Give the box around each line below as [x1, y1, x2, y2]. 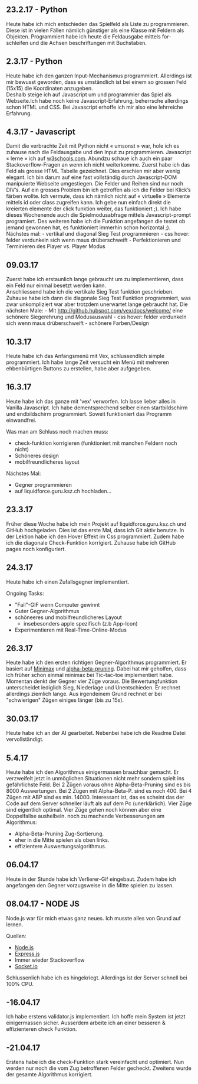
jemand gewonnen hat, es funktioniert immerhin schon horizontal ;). [6, 224, 171, 231]
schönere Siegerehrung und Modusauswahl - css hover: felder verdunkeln [6, 313, 187, 321]
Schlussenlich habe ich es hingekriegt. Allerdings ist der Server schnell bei [6, 974, 187, 981]
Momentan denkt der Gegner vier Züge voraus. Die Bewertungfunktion [6, 678, 178, 685]
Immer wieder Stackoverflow [14, 956, 85, 963]
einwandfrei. [6, 416, 37, 424]
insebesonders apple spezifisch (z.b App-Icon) [23, 620, 138, 627]
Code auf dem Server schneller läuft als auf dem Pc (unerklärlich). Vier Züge [6, 800, 192, 807]
